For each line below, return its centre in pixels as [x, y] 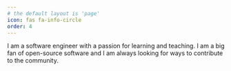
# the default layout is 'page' [53, 13]
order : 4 [20, 26]
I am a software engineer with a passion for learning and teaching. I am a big [116, 46]
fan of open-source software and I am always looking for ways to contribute [115, 53]
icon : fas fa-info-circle [44, 20]
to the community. [33, 61]
